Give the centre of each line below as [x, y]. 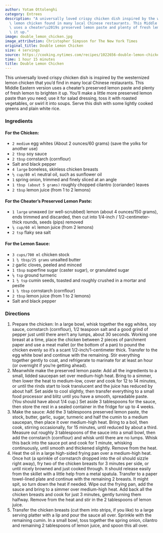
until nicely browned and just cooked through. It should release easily [81, 468]
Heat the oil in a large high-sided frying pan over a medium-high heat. [82, 453]
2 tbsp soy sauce [29, 154]
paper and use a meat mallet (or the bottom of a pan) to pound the [78, 344]
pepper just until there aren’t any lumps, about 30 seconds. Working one [84, 334]
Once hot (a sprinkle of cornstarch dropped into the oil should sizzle [80, 458]
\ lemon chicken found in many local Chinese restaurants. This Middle [83, 23]
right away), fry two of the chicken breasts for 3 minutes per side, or [80, 463]
